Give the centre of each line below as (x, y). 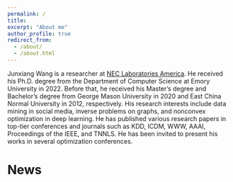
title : (17, 21)
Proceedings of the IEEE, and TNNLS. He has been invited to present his (113, 133)
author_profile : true (39, 34)
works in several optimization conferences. (70, 141)
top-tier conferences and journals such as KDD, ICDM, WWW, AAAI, (107, 126)
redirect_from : (30, 40)
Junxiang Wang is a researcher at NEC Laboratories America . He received (115, 73)
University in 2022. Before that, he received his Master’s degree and (107, 89)
